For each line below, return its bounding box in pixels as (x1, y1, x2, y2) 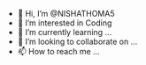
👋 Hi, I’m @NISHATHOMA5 (17, 9, 115, 18)
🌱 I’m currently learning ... (17, 27, 112, 37)
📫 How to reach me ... (17, 47, 100, 56)
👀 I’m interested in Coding (17, 18, 112, 28)
